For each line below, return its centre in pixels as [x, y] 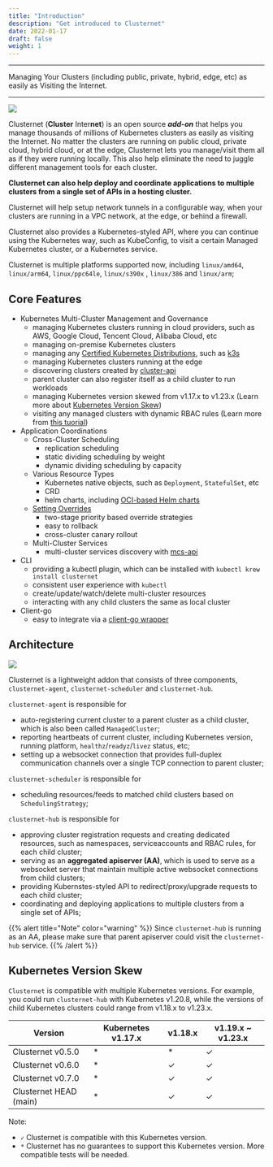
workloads [50, 388]
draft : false [30, 39]
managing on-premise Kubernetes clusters [104, 344]
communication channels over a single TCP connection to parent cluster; [142, 763]
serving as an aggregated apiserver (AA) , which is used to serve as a [138, 860]
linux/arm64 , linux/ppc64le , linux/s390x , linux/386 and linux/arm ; [121, 274]
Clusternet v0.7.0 [46, 1078]
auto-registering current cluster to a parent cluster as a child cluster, [134, 719]
